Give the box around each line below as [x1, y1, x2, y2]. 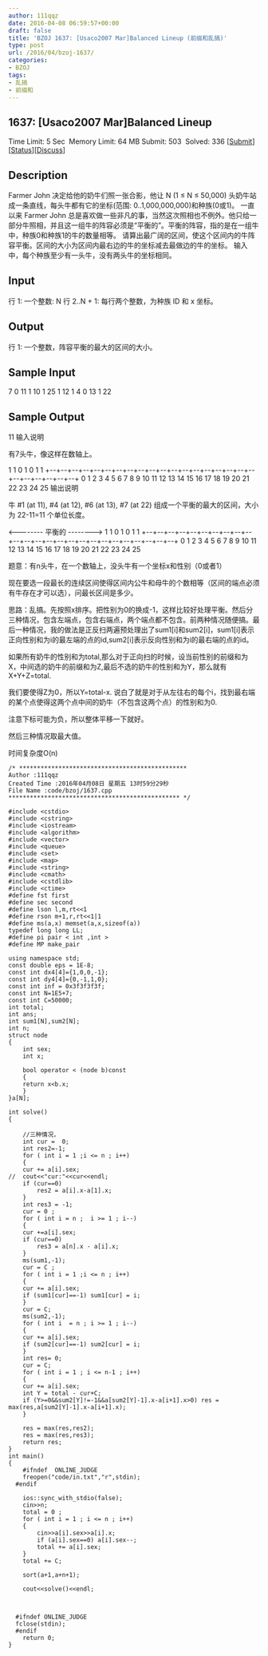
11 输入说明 [8, 432, 45, 442]
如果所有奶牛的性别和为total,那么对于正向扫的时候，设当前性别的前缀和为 [8, 652, 249, 661]
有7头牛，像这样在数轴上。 [8, 449, 97, 459]
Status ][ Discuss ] [10, 145, 66, 155]
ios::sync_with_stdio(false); [22, 1495, 124, 1503]
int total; [8, 1003, 45, 1011]
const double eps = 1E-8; [8, 962, 94, 970]
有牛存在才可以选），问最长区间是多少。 [8, 588, 138, 598]
